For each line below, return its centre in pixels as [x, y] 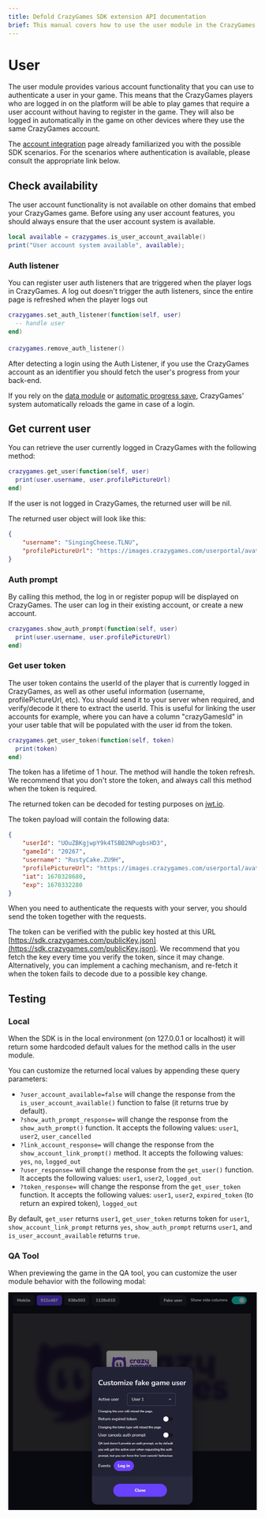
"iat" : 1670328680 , [54, 877]
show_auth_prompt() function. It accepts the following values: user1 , [129, 1128]
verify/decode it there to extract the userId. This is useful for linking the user [132, 708]
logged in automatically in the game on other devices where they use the [127, 120]
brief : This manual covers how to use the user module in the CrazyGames [132, 25]
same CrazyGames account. [54, 129]
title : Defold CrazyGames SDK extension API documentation [107, 17]
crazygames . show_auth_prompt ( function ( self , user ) [93, 629]
